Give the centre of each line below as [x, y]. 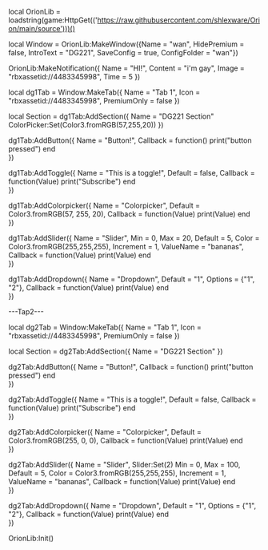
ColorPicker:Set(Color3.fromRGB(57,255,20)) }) [86, 125]
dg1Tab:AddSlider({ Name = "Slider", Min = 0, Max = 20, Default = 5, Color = [134, 238]
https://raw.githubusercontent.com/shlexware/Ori [178, 20]
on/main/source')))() [42, 28]
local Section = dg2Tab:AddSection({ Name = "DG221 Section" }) [116, 351]
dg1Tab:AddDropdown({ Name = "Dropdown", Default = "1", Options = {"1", [132, 279]
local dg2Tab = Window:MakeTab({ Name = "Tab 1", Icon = [105, 327]
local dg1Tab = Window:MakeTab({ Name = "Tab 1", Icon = [104, 92]
